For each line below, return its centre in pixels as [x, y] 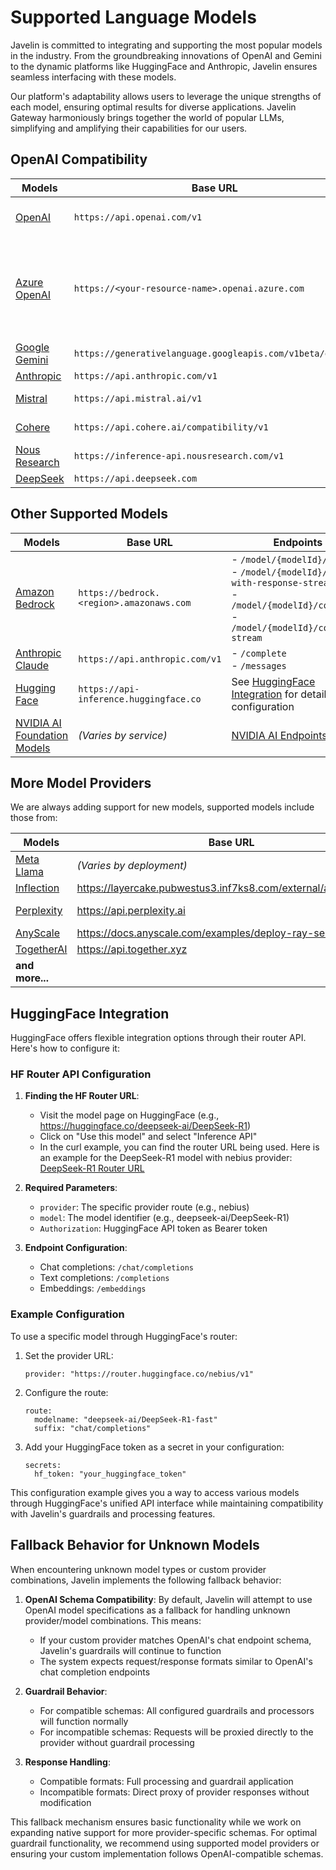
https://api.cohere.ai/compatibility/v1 [171, 427]
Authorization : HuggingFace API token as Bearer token [153, 1228]
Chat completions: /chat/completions [116, 1267]
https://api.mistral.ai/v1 [138, 398]
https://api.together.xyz [132, 949]
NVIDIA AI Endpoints [279, 735]
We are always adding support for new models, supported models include [162, 807]
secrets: [43, 1465]
